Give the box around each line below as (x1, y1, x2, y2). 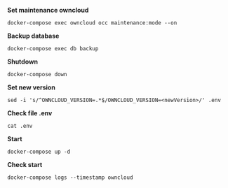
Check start (7, 161, 43, 168)
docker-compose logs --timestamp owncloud (7, 174, 133, 181)
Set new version (7, 83, 56, 92)
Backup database (7, 31, 60, 40)
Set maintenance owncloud (7, 6, 89, 14)
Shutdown (7, 57, 39, 66)
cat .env (7, 122, 33, 129)
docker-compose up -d (7, 148, 71, 155)
